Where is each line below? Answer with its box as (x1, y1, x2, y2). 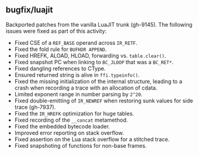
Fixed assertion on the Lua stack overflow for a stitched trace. (14, 136, 170, 143)
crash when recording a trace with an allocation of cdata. (14, 84, 158, 91)
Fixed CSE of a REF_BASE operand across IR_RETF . (14, 39, 138, 46)
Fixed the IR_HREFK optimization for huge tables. (14, 110, 135, 117)
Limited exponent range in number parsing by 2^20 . (14, 90, 143, 97)
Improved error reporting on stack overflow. (14, 129, 124, 136)
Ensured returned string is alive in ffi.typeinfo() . (14, 71, 140, 78)
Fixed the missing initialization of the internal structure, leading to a (14, 77, 183, 85)
